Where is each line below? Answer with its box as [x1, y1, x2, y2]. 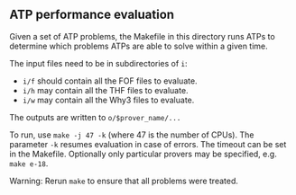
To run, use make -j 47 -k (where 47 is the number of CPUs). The [9, 129, 254, 140]
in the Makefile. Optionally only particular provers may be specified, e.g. [9, 148, 277, 159]
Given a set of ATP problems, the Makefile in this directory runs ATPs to [9, 31, 275, 41]
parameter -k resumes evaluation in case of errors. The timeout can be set [9, 138, 287, 149]
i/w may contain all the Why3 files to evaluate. [22, 94, 195, 105]
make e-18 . [9, 157, 49, 169]
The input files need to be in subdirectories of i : [9, 58, 188, 68]
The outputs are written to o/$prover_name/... [9, 111, 181, 122]
